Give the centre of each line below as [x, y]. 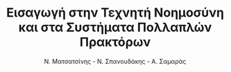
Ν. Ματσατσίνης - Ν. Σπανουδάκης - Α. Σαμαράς [115, 61]
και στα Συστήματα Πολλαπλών [115, 27]
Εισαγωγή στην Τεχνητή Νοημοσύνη [115, 13]
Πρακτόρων [115, 42]
